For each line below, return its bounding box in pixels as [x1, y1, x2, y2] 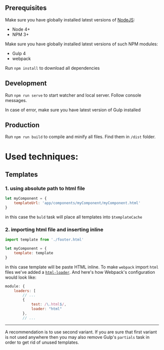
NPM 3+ [12, 31, 29, 37]
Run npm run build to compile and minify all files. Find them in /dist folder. [5, 134, 156, 140]
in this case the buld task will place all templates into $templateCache [5, 214, 143, 220]
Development [5, 79, 47, 87]
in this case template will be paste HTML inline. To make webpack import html [5, 264, 159, 270]
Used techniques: [5, 151, 79, 162]
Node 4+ [12, 26, 30, 32]
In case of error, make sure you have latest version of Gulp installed [5, 107, 141, 113]
